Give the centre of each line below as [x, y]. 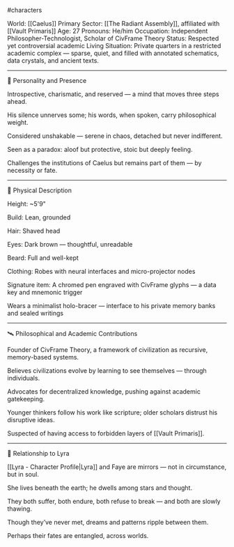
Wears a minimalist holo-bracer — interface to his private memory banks [111, 306]
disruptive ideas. [31, 420]
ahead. [17, 101]
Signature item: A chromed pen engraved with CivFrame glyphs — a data [112, 285]
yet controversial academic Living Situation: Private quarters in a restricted [114, 46]
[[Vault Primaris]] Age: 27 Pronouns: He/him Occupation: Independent [108, 31]
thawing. [20, 509]
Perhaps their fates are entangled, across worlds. [78, 536]
